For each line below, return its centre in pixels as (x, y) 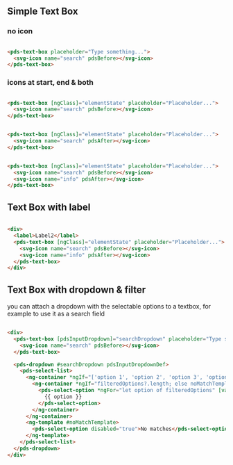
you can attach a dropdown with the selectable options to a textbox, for (109, 307)
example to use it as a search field (56, 314)
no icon (20, 31)
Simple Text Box (43, 11)
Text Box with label (49, 207)
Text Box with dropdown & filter (77, 289)
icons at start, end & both (50, 83)
